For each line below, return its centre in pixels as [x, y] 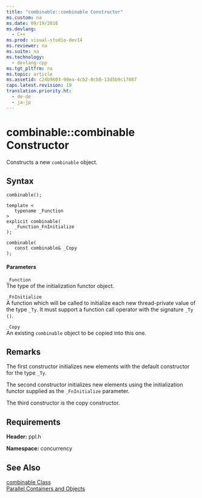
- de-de [22, 97]
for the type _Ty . [27, 373]
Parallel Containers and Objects [46, 489]
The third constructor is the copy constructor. [63, 403]
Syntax [20, 181]
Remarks [24, 352]
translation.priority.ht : [39, 91]
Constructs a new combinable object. [52, 162]
